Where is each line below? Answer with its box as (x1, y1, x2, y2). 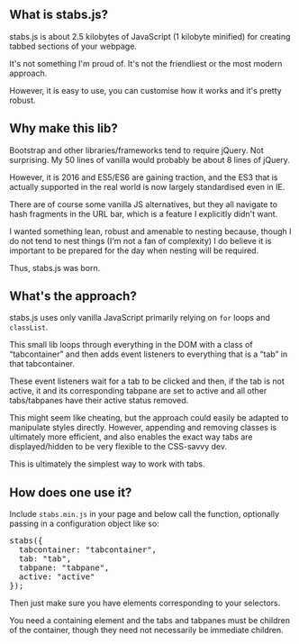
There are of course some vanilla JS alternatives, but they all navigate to (9, 198, 277, 210)
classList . (9, 322, 49, 332)
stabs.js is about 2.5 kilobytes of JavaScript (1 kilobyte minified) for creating (9, 31, 291, 41)
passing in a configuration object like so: (9, 518, 159, 530)
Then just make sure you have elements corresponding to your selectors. (9, 598, 281, 609)
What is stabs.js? (9, 7, 109, 23)
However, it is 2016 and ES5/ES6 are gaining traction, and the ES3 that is (9, 171, 278, 183)
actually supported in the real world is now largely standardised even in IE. (9, 181, 285, 192)
